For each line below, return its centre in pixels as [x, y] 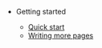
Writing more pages [61, 36]
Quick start [46, 27]
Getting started [41, 12]
